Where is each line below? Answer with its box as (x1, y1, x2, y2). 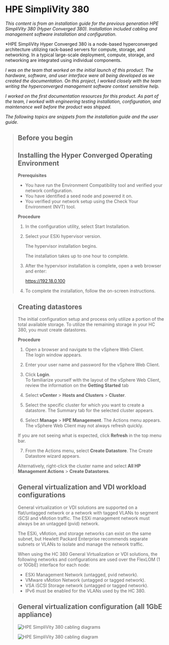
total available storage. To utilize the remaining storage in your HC (17, 321, 155, 327)
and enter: (25, 268, 47, 275)
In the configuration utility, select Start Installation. (25, 223, 130, 229)
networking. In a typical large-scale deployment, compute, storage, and (5, 52, 155, 58)
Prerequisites (17, 173, 47, 179)
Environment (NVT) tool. (25, 204, 76, 210)
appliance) (17, 610, 52, 619)
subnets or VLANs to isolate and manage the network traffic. (17, 541, 144, 547)
